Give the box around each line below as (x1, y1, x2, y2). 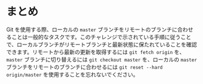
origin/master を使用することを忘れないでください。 (6, 71, 139, 78)
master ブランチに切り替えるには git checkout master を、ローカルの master (6, 56, 198, 63)
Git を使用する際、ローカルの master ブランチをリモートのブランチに (6, 26, 178, 33)
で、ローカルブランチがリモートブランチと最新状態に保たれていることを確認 (6, 41, 198, 48)
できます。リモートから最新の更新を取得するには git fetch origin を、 (6, 48, 185, 55)
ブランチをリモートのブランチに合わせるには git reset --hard (6, 63, 163, 70)
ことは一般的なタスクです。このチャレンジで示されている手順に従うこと (11, 33, 192, 40)
